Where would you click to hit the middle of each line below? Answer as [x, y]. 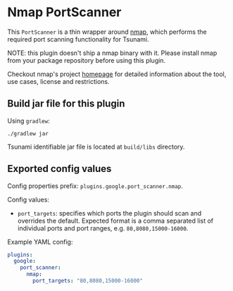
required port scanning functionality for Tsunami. [78, 39]
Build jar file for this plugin [66, 104]
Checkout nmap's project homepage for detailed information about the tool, [117, 74]
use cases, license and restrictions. [59, 81]
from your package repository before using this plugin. [87, 60]
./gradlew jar [28, 134]
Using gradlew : [29, 120]
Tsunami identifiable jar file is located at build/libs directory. [96, 147]
